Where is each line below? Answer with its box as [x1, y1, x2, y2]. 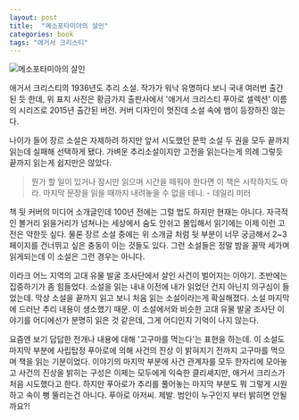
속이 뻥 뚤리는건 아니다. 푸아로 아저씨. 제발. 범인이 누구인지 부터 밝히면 [25, 390, 270, 400]
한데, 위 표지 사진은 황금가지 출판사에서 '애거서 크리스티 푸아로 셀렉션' [28, 94, 270, 105]
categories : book [9, 29, 74, 38]
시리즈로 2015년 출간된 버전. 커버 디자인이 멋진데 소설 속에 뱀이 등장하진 [18, 105, 270, 116]
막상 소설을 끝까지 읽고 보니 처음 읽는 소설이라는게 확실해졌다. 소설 [35, 292, 266, 304]
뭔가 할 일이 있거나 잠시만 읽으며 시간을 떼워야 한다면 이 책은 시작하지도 [30, 176, 279, 188]
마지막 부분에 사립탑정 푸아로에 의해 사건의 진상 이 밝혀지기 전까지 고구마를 [9, 345, 270, 356]
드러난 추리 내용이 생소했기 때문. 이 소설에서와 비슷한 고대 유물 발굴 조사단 [18, 304, 276, 315]
